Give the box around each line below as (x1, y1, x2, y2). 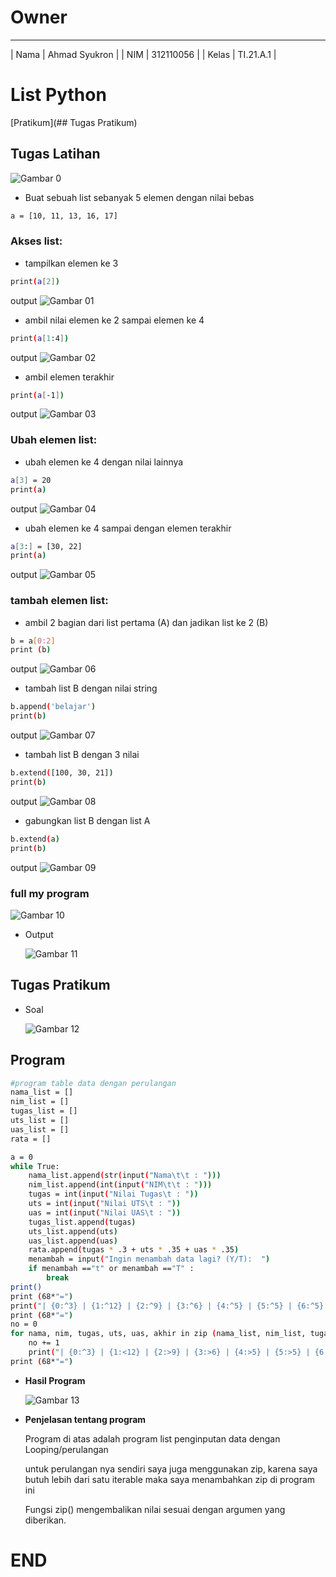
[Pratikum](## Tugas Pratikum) (10, 116, 138, 128)
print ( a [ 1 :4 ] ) (10, 333, 70, 343)
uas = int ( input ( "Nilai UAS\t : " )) (28, 1207, 182, 1218)
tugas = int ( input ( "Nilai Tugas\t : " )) (28, 1189, 199, 1200)
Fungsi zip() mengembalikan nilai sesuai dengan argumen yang (24, 1503, 286, 1515)
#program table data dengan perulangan (10, 1078, 177, 1088)
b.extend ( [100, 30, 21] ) (10, 768, 114, 778)
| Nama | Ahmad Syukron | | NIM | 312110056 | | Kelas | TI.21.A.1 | (10, 48, 277, 60)
